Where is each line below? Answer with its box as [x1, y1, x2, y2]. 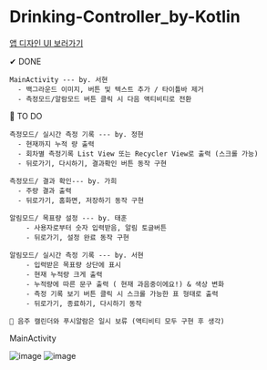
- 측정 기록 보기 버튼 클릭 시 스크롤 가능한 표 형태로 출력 [26, 289, 219, 298]
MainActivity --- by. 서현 [9, 75, 108, 84]
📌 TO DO [9, 110, 43, 121]
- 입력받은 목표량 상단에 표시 [26, 260, 121, 270]
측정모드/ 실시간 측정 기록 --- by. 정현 [9, 129, 144, 139]
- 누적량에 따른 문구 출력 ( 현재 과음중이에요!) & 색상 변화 [26, 280, 225, 289]
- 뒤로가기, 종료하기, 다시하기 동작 [26, 299, 142, 308]
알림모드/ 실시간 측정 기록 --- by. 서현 [9, 251, 144, 260]
